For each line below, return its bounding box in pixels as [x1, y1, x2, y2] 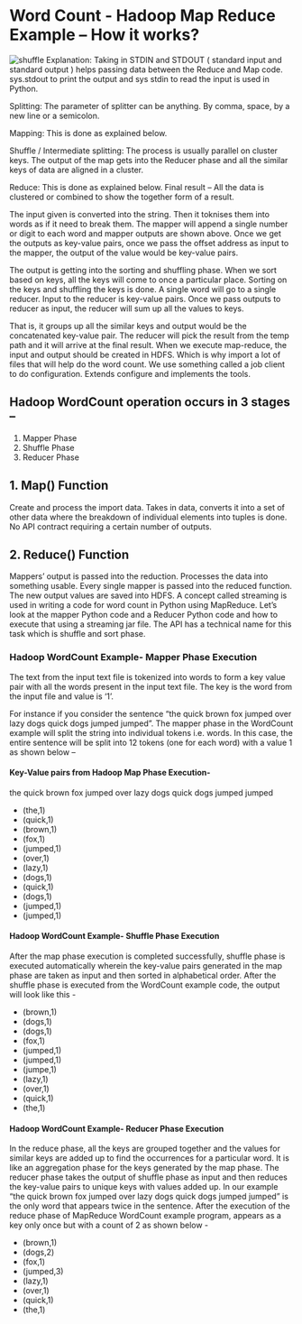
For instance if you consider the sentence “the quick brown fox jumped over [9, 708, 292, 719]
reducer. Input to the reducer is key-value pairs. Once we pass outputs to [9, 293, 281, 304]
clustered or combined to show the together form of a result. [9, 191, 234, 202]
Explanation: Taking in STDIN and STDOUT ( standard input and [46, 54, 282, 65]
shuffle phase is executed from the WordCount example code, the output [9, 979, 280, 990]
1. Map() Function [9, 478, 109, 493]
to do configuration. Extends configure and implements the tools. [9, 368, 251, 379]
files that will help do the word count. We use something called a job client [9, 358, 286, 370]
